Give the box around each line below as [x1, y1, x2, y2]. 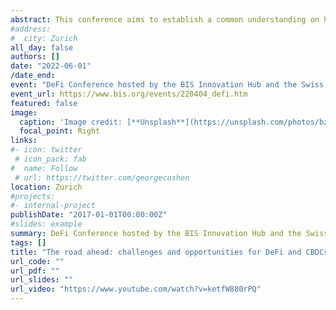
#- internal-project [10, 201, 97, 211]
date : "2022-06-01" [10, 61, 92, 71]
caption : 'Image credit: [19, 117, 123, 127]
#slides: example [10, 219, 83, 230]
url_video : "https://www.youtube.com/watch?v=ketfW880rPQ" [10, 284, 262, 295]
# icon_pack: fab [14, 154, 87, 164]
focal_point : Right [19, 126, 101, 136]
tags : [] [10, 237, 47, 248]
